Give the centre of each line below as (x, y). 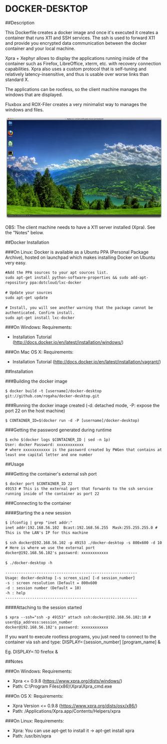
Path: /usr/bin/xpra (32, 736)
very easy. (16, 263)
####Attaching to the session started (44, 608)
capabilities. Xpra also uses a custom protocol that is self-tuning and (76, 69)
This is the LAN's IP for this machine (47, 533)
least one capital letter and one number (49, 455)
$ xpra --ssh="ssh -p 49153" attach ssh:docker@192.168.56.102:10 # (78, 617)
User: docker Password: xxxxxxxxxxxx (44, 445)
